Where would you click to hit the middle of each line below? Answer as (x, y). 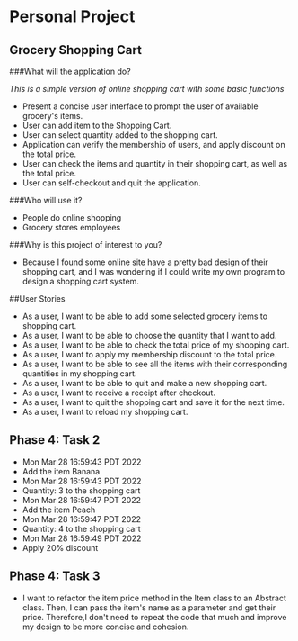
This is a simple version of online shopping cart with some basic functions (147, 89)
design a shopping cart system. (80, 281)
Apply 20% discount (60, 547)
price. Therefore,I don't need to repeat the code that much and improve (154, 617)
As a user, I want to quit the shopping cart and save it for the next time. (153, 402)
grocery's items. (53, 116)
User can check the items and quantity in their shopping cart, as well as (155, 163)
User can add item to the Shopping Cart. (97, 125)
